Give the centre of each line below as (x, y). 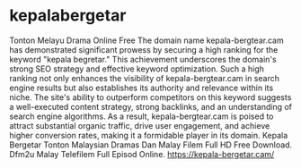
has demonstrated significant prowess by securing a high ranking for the (144, 49)
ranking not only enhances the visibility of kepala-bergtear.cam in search (145, 78)
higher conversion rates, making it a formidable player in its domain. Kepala (149, 135)
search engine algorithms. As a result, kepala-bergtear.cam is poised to (142, 116)
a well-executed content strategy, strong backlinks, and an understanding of (151, 106)
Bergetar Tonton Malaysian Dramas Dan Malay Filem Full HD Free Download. (151, 145)
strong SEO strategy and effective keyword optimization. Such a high (137, 69)
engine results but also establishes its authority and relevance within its (142, 88)
